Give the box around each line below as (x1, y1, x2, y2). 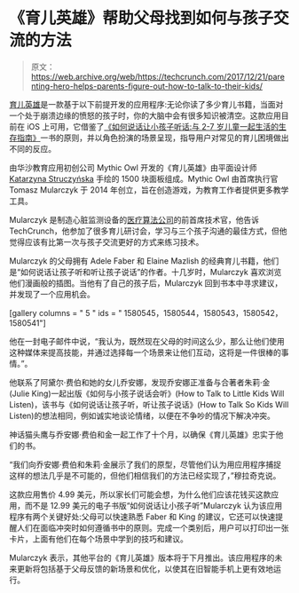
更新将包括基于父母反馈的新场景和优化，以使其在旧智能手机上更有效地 (16, 563, 273, 573)
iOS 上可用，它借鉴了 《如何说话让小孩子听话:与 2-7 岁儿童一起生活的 (26, 121, 279, 131)
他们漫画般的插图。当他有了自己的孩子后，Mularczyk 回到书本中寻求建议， (9, 277, 283, 289)
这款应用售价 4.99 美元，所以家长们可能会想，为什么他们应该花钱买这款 (9, 489, 271, 500)
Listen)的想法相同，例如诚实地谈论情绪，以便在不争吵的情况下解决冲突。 (9, 410, 275, 421)
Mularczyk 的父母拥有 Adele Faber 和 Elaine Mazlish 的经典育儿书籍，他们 (9, 255, 279, 266)
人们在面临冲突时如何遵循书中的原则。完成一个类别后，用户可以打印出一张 (16, 522, 289, 533)
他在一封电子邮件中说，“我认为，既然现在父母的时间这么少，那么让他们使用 (9, 336, 286, 346)
